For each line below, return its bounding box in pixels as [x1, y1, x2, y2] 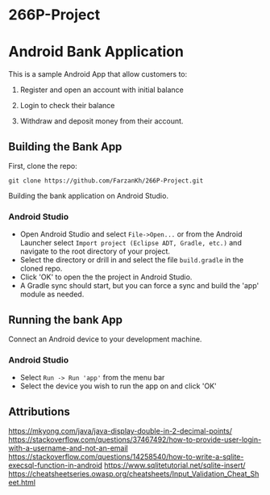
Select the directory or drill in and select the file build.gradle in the [19, 255, 244, 265]
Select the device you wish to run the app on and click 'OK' [19, 381, 218, 391]
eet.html [8, 478, 36, 488]
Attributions [8, 405, 71, 418]
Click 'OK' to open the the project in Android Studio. [19, 272, 193, 282]
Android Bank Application [8, 43, 184, 61]
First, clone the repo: [8, 161, 78, 170]
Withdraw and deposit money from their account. [19, 116, 184, 126]
